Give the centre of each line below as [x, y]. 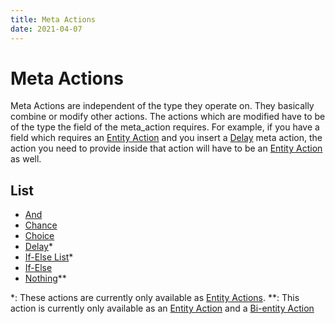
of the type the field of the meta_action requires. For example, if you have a [165, 127]
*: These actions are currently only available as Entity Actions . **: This [155, 298]
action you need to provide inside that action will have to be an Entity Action [166, 148]
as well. [26, 159]
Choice [39, 236]
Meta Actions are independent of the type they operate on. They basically [162, 106]
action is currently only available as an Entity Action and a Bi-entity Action [162, 308]
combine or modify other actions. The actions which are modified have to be [168, 117]
